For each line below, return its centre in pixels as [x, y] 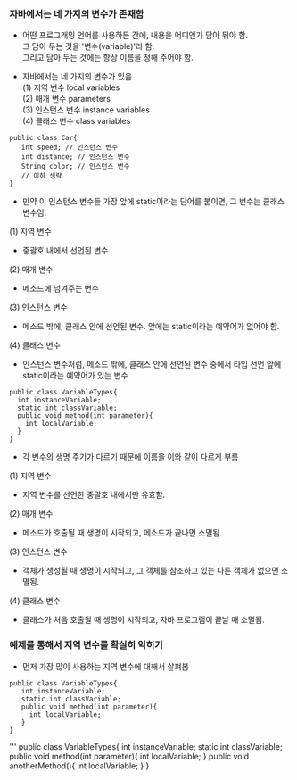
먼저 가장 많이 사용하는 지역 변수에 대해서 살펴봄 [105, 666]
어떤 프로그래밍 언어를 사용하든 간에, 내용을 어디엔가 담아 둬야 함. [135, 35]
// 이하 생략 [41, 176]
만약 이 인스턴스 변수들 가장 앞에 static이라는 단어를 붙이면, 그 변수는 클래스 [153, 202]
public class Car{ [43, 138]
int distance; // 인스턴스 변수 [75, 157]
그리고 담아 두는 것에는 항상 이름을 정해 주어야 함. [107, 58]
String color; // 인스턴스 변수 [75, 167]
